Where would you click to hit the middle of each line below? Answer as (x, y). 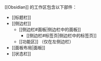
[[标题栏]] (21, 17)
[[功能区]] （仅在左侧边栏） (46, 42)
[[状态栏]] (21, 54)
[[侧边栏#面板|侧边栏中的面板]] (50, 30)
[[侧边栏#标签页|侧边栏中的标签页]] (61, 36)
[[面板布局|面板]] (28, 48)
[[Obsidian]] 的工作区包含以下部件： (41, 7)
